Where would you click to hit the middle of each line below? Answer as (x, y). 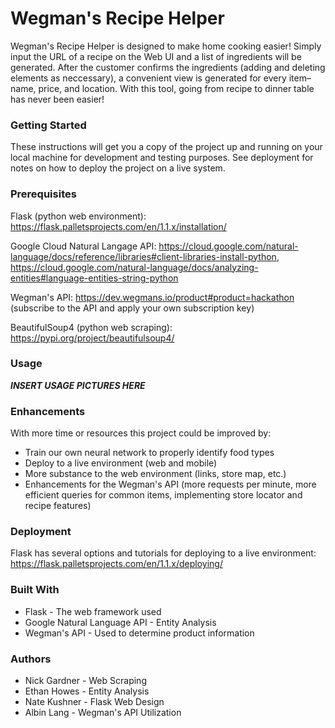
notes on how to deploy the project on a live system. (118, 168)
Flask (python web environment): (78, 216)
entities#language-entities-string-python (94, 278)
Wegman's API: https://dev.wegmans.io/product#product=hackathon (152, 297)
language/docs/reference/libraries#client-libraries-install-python (143, 256)
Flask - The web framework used (93, 611)
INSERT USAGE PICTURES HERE (78, 385)
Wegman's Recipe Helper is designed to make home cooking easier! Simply (166, 46)
